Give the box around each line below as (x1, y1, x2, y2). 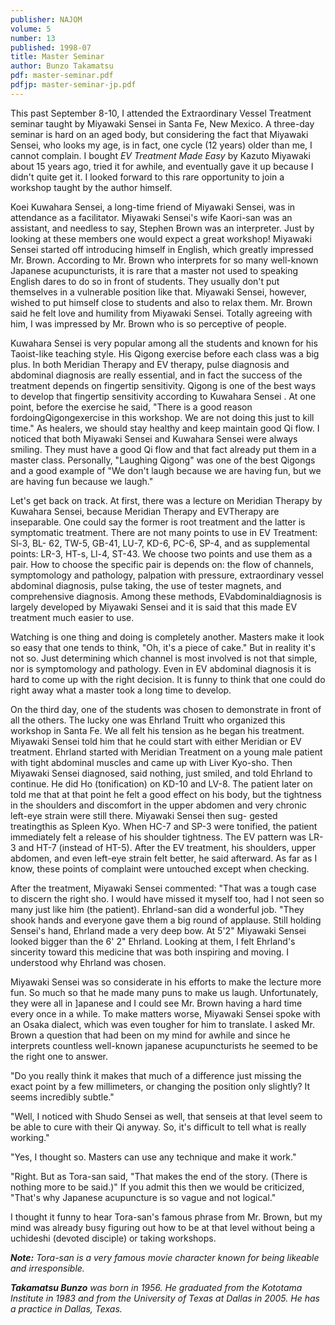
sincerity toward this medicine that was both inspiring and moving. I (10, 946, 289, 958)
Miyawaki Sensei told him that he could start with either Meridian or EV (10, 735, 302, 747)
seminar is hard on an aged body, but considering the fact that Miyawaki (10, 128, 309, 140)
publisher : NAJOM (10, 14, 83, 25)
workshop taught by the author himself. (10, 181, 173, 193)
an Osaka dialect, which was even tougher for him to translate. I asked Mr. (10, 1018, 315, 1030)
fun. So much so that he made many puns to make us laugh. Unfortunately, (10, 986, 319, 998)
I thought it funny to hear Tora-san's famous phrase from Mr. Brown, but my (10, 1211, 323, 1223)
